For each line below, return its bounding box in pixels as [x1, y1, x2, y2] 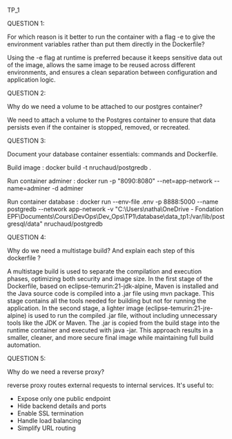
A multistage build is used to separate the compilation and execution [7, 267, 202, 276]
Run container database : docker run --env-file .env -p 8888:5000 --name [7, 197, 219, 206]
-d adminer [51, 184, 84, 192]
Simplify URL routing [17, 424, 76, 432]
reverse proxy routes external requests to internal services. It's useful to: [7, 381, 214, 389]
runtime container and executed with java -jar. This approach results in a [7, 326, 213, 334]
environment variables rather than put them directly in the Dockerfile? [7, 40, 205, 48]
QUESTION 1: [7, 19, 45, 27]
